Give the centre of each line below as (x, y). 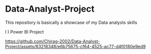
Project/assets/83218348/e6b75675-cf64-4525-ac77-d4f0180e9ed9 (75, 46)
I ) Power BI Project (25, 32)
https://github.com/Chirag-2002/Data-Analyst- (53, 41)
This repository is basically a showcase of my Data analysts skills (71, 22)
